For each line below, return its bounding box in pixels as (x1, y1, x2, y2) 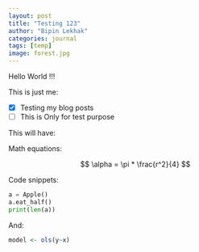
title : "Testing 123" (8, 19, 81, 27)
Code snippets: (8, 175, 59, 185)
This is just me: (8, 87, 59, 97)
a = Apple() (8, 191, 48, 199)
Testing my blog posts (19, 103, 94, 112)
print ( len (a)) (8, 205, 56, 214)
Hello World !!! (8, 72, 56, 81)
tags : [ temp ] (8, 42, 52, 50)
